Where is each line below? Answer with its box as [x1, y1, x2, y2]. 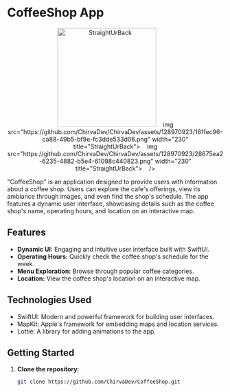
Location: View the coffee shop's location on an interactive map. [16, 274, 200, 283]
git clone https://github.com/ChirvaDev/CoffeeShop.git [16, 378, 181, 386]
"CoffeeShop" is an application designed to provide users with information [7, 177, 218, 186]
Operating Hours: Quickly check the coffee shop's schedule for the [16, 252, 209, 261]
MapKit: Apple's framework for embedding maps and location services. [16, 320, 220, 328]
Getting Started [7, 347, 75, 358]
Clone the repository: [16, 365, 80, 373]
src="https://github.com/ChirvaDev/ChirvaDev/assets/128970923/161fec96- [8, 127, 223, 135]
